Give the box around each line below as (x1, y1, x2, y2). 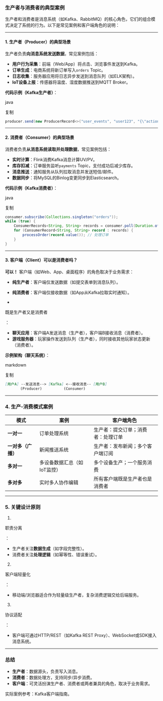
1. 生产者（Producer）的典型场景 (5, 39, 71, 45)
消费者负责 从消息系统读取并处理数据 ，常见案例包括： (5, 146, 112, 152)
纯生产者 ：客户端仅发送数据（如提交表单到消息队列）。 (12, 279, 121, 285)
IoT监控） (39, 466, 62, 473)
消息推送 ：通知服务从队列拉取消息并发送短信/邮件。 (12, 168, 116, 174)
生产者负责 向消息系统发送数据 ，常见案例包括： (5, 50, 98, 56)
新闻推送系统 (39, 446, 69, 453)
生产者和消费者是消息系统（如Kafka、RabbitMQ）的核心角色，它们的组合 (5, 16, 151, 22)
